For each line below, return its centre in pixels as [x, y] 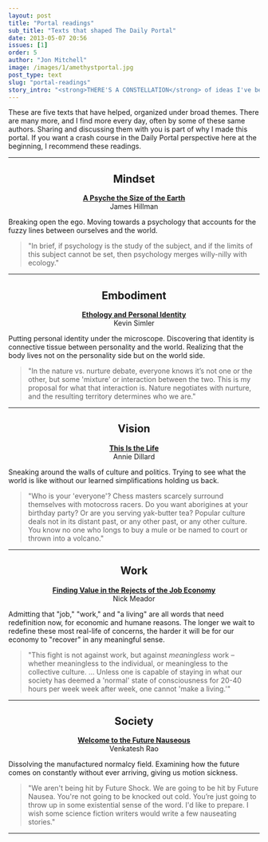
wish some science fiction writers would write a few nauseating [132, 813]
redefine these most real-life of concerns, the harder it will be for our [121, 631]
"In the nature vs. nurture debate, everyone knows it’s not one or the [140, 371]
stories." [41, 822]
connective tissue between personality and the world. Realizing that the [126, 347]
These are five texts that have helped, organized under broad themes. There [134, 112]
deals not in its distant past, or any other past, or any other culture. [137, 521]
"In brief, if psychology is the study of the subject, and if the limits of [140, 246]
